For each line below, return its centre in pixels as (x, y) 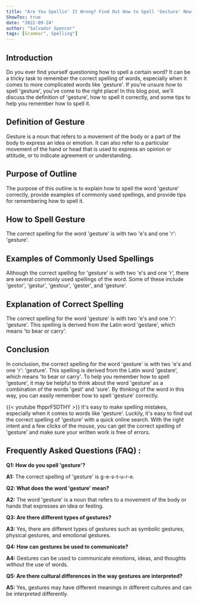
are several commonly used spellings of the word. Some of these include (95, 279)
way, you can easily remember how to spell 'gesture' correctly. (82, 395)
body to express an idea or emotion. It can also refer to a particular (87, 142)
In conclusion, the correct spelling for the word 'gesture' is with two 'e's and (99, 364)
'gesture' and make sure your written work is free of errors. (78, 432)
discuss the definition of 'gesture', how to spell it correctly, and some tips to (98, 97)
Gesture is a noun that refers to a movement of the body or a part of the (93, 136)
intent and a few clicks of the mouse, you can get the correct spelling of (94, 426)
